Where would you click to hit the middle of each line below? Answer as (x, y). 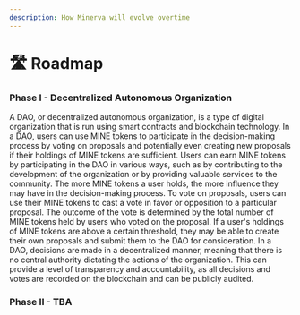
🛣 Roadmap (56, 63)
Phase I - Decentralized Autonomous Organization (121, 98)
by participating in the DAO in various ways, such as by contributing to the (146, 165)
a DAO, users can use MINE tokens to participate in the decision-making (142, 136)
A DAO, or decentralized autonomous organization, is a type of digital (137, 117)
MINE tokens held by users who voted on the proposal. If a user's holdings (147, 222)
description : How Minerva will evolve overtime (100, 17)
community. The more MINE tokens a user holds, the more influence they (144, 183)
